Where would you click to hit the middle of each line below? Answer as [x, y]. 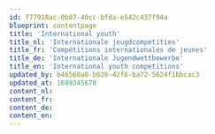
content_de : [31, 108]
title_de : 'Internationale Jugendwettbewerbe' [96, 58]
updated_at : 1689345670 [53, 83]
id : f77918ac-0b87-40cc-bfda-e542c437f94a [88, 17]
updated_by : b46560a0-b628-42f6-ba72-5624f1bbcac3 [104, 75]
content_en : [31, 115]
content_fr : [31, 99]
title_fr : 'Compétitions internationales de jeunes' [108, 50]
